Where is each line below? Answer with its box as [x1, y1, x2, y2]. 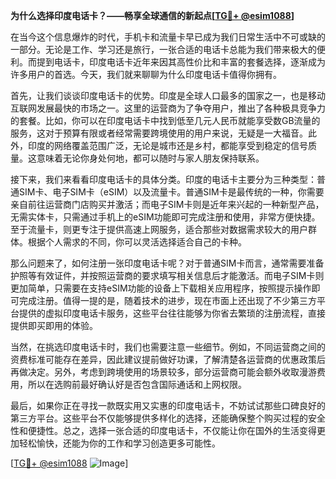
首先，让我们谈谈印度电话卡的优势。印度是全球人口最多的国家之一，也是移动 [10, 90, 326, 101]
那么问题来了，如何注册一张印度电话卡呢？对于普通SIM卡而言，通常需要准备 [10, 257, 325, 269]
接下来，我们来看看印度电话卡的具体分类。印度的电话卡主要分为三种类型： [10, 174, 317, 185]
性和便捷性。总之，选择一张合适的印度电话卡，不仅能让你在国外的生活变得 [10, 425, 317, 436]
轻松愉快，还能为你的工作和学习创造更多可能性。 [18, 437, 221, 449]
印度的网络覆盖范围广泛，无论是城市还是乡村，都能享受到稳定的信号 [27, 140, 308, 151]
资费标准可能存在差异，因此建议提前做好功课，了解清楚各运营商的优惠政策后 [10, 354, 326, 365]
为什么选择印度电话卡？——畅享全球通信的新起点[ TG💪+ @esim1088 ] [10, 10, 295, 21]
